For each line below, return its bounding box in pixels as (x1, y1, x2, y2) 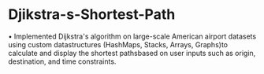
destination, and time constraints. (8, 57, 117, 66)
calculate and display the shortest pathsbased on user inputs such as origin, (8, 48, 256, 57)
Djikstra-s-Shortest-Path (8, 6, 176, 24)
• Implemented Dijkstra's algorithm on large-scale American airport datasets (8, 31, 257, 41)
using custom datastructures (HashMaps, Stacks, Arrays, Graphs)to (8, 39, 229, 49)
